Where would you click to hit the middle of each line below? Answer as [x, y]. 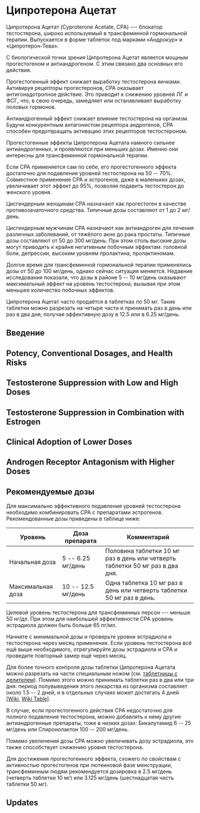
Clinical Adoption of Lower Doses [69, 442]
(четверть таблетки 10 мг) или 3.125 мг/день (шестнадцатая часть [90, 778]
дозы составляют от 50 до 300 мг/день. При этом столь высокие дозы [96, 240]
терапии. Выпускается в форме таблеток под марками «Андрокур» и [94, 39]
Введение [26, 333]
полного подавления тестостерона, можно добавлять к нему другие [94, 717]
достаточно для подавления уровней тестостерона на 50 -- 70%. [89, 173]
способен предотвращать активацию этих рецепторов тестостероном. [97, 131]
